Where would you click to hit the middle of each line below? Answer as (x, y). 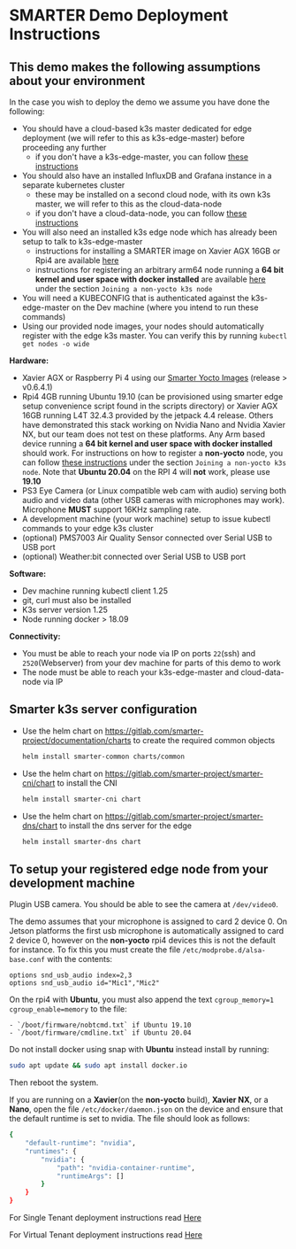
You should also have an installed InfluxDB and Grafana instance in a (147, 175)
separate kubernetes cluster (73, 185)
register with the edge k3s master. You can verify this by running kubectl (155, 336)
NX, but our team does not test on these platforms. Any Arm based (144, 434)
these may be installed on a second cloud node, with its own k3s (153, 194)
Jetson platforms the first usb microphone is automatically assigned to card (147, 931)
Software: (28, 574)
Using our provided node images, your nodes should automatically (143, 326)
